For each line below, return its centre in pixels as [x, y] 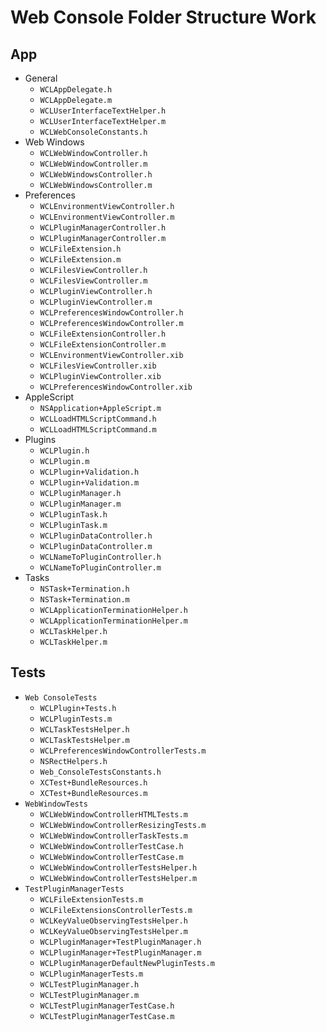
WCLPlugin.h [64, 451]
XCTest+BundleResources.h [93, 782]
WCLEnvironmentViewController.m [107, 217]
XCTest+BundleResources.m [93, 793]
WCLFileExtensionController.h [103, 334]
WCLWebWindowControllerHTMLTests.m [113, 814]
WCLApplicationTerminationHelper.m [113, 621]
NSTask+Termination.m [84, 600]
